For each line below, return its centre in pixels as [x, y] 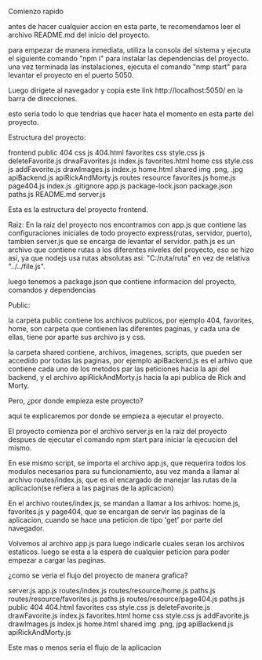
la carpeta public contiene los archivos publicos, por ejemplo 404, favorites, [131, 320]
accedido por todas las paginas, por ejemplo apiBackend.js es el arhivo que [130, 361]
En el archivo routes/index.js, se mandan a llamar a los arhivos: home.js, [124, 503]
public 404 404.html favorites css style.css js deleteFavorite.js [109, 607]
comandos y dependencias [52, 290]
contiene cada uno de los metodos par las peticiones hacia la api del [119, 369]
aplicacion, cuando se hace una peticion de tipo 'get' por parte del [116, 520]
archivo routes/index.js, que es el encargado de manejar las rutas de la [123, 480]
